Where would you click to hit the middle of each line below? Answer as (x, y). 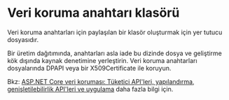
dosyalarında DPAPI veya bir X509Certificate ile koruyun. (89, 68)
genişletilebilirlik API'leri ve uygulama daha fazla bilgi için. (90, 89)
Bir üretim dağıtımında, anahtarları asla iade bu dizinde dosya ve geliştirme (115, 53)
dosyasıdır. (23, 39)
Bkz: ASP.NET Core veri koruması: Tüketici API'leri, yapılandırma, (101, 81)
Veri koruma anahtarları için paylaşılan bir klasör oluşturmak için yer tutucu (115, 32)
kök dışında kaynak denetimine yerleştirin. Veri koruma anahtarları (102, 60)
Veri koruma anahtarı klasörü (93, 13)
